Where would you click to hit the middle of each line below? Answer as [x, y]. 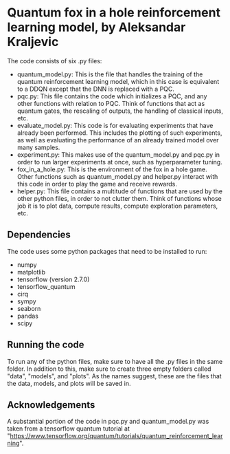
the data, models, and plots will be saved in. [69, 383]
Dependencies [39, 235]
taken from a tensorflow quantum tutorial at [69, 429]
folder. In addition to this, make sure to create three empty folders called [109, 369]
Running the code [46, 345]
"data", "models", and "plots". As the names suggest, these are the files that [114, 376]
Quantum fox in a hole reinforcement [114, 13]
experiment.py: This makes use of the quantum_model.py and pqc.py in [118, 154]
